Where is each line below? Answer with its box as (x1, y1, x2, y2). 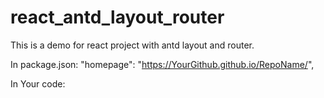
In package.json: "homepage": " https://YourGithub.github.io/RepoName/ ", (10, 58, 315, 70)
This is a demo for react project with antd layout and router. (10, 39, 255, 51)
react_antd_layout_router (10, 6, 225, 29)
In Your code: (10, 77, 66, 90)
